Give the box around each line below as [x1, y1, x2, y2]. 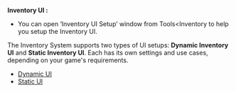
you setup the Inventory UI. [17, 28, 98, 35]
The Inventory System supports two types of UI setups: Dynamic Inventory [7, 41, 229, 49]
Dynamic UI [17, 70, 52, 78]
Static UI [17, 77, 43, 86]
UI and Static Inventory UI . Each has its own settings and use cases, [7, 49, 208, 57]
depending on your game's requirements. [7, 56, 129, 64]
